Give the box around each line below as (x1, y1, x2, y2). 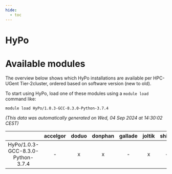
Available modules (5, 57, 85, 69)
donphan (92, 132, 114, 139)
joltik (142, 132, 155, 139)
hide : (5, 7, 17, 13)
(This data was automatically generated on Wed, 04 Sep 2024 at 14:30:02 (5, 114, 163, 121)
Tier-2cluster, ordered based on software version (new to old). (19, 80, 152, 86)
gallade (119, 132, 138, 139)
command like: (5, 95, 36, 102)
